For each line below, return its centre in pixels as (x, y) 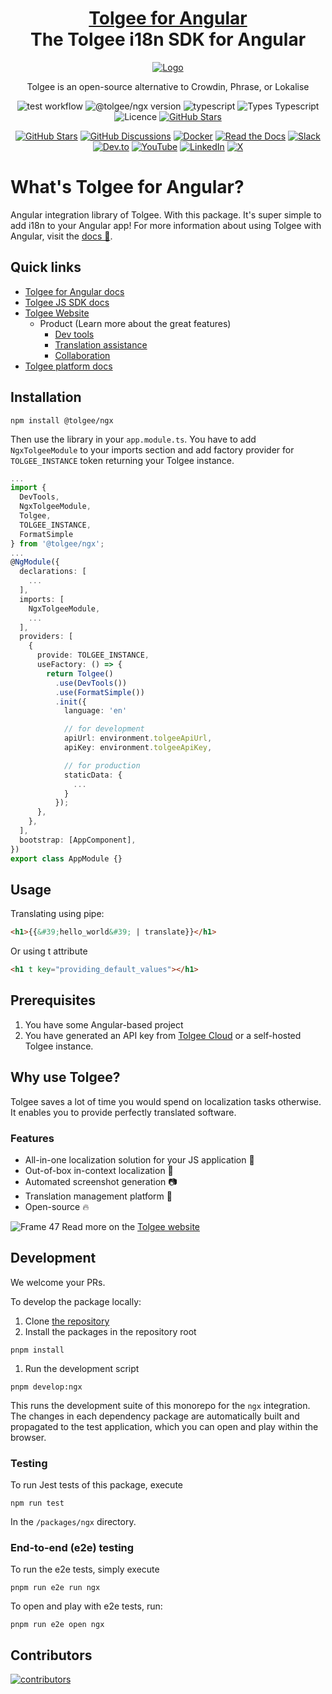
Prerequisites (53, 1000)
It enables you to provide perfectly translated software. (123, 1112)
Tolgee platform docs (68, 366)
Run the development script (82, 1368)
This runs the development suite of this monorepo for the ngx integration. (160, 1405)
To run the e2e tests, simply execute (85, 1569)
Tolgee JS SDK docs (67, 302)
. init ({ (70, 702)
